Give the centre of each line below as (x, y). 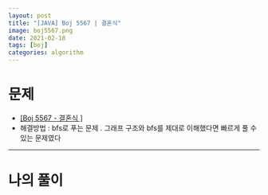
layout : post (30, 16)
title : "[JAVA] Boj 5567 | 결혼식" (65, 23)
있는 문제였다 (40, 138)
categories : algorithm (46, 53)
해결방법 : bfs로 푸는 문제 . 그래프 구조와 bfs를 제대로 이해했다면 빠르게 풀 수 (138, 127)
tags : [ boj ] (28, 45)
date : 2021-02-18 (37, 38)
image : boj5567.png (41, 30)
